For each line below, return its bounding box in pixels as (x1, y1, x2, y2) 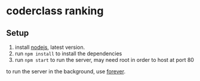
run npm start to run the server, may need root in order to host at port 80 (14, 57, 194, 63)
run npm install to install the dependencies (14, 50, 122, 57)
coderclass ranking (6, 4, 104, 18)
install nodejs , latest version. (14, 43, 85, 51)
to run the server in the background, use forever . (6, 68, 126, 75)
